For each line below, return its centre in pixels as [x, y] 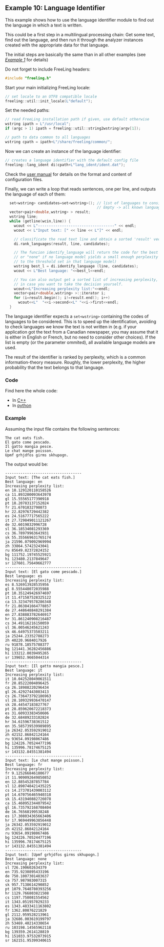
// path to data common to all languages [48, 137]
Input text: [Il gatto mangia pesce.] [44, 666]
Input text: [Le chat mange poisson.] [44, 760]
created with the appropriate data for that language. [57, 45]
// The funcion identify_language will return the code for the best [86, 253]
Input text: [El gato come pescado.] [43, 572]
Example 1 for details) [27, 60]
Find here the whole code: [31, 391]
